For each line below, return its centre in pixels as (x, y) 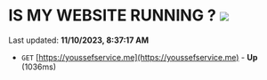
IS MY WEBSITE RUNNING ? (113, 16)
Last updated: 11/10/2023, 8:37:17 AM (79, 40)
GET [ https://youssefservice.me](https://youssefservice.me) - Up (139, 57)
